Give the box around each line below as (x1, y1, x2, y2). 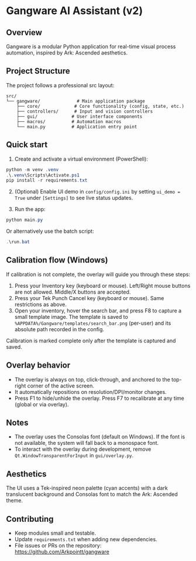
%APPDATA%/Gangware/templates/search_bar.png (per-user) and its (14, 319, 171, 327)
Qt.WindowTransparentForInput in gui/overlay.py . (14, 452, 134, 459)
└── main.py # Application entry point (16, 124, 137, 130)
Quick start (6, 140, 48, 150)
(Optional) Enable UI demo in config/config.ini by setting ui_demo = (14, 188, 180, 195)
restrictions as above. (14, 301, 67, 308)
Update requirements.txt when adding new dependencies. (14, 536, 157, 543)
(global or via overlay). (14, 400, 69, 408)
